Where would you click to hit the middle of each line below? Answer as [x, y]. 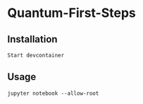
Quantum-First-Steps [71, 13]
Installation [32, 39]
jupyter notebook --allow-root [53, 93]
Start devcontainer [36, 55]
